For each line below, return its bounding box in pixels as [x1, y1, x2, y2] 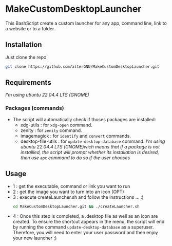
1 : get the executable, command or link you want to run [12, 183, 130, 189]
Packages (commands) [5, 105, 64, 112]
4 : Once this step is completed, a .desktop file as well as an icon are [12, 213, 158, 219]
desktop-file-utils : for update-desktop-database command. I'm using [20, 138, 165, 144]
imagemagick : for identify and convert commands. [20, 133, 131, 139]
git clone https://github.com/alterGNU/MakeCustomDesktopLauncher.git [5, 64, 160, 69]
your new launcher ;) [12, 235, 57, 241]
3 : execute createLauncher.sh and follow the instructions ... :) [12, 194, 144, 200]
